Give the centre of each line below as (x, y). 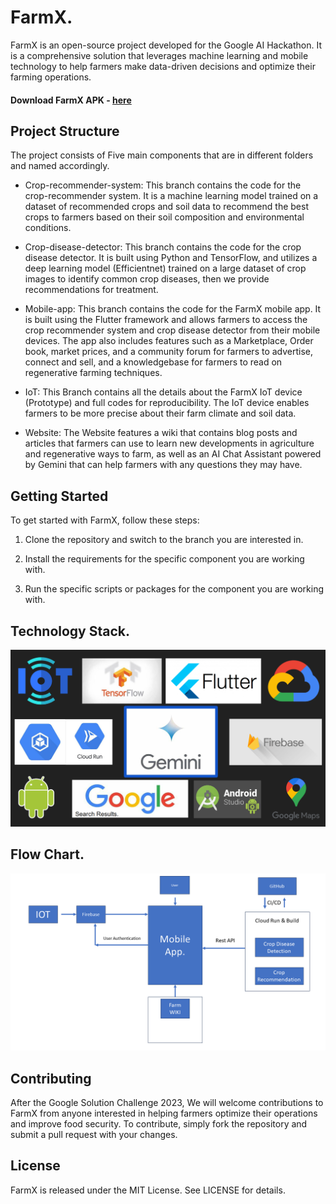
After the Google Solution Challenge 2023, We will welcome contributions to (167, 1103)
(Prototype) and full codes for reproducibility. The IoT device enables (167, 403)
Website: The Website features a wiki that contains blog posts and (161, 433)
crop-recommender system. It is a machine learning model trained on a (171, 196)
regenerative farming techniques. (93, 373)
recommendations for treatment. (91, 290)
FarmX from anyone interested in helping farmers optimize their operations (164, 1113)
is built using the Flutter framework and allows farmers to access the (166, 320)
